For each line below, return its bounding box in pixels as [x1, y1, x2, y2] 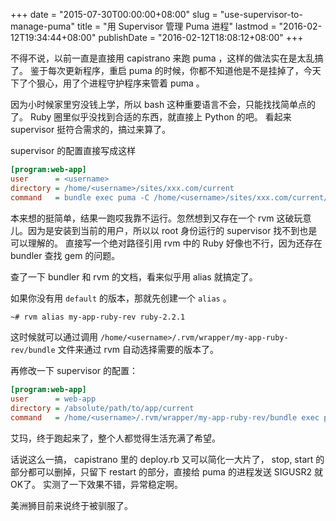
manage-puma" [10, 20, 75, 32]
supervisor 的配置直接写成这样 [10, 145, 137, 156]
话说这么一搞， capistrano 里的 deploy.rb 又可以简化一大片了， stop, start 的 [10, 453, 325, 465]
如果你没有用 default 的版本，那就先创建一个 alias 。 [10, 292, 232, 304]
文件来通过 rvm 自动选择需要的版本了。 [57, 344, 220, 356]
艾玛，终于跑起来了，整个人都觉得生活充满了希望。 [10, 432, 221, 444]
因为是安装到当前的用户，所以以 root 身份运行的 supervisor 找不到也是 [27, 224, 318, 236]
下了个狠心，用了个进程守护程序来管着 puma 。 [10, 77, 205, 89]
